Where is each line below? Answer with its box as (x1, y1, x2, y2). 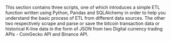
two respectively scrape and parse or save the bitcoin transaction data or (5, 20, 160, 26)
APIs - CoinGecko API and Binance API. (5, 31, 89, 37)
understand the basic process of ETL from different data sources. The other (5, 15, 165, 21)
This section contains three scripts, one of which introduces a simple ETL (5, 5, 160, 10)
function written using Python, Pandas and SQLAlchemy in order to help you (5, 10, 166, 16)
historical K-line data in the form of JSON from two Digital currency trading (5, 26, 163, 32)
